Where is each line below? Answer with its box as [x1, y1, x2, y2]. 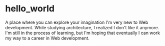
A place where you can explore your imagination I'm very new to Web [5, 19, 148, 25]
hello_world [5, 3, 55, 14]
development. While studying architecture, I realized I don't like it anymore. [5, 24, 159, 30]
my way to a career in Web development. [5, 35, 90, 41]
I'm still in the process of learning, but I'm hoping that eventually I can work [5, 30, 160, 36]
